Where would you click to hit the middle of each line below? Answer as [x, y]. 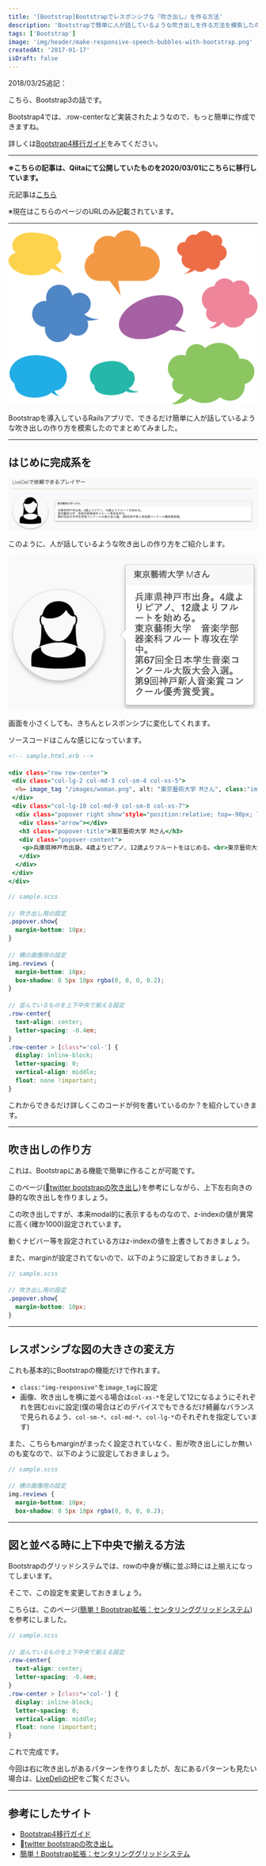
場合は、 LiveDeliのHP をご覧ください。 [71, 1779]
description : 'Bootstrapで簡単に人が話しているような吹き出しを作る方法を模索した [131, 25]
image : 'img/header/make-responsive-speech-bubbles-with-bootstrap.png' [131, 42]
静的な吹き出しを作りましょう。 [60, 1197]
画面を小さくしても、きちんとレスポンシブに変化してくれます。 [112, 723]
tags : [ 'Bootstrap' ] [42, 33]
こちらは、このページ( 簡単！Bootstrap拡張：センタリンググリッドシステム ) [131, 1609]
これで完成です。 [36, 1752]
